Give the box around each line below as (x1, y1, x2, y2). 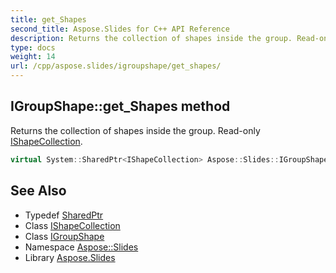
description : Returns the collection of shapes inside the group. (10, 33, 293, 43)
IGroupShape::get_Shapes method (10, 98, 231, 115)
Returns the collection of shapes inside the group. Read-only (10, 124, 261, 136)
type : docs (10, 42, 56, 53)
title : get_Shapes (10, 14, 87, 25)
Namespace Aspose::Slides (24, 241, 139, 253)
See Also (10, 182, 67, 200)
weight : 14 (10, 52, 56, 62)
